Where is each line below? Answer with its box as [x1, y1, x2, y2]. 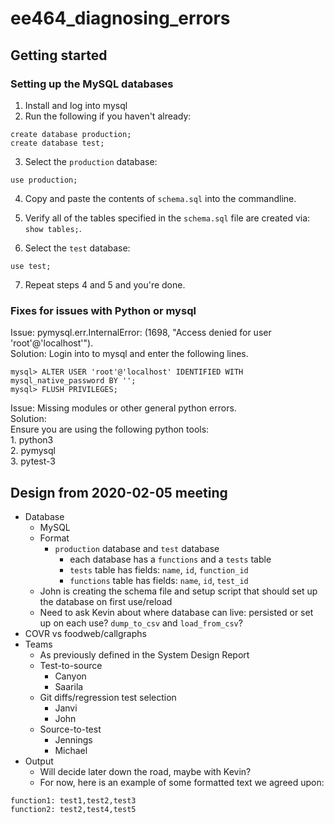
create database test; [10, 138, 105, 148]
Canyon [54, 670, 87, 682]
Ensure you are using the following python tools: [10, 423, 210, 436]
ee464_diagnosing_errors [10, 7, 231, 30]
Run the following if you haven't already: [24, 110, 192, 122]
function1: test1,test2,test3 [10, 795, 137, 806]
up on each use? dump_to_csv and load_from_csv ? [39, 617, 243, 629]
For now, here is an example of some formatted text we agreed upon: [39, 776, 325, 788]
